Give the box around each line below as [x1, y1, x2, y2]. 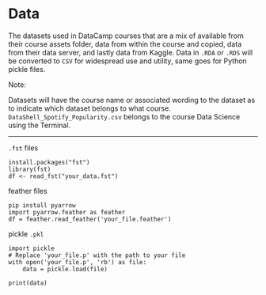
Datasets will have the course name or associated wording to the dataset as [8, 95, 256, 104]
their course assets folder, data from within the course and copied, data [8, 39, 242, 48]
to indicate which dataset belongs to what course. [8, 104, 172, 113]
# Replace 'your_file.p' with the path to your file [8, 251, 186, 259]
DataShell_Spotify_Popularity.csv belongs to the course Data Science [8, 112, 241, 121]
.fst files [8, 143, 39, 153]
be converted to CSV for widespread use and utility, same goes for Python [8, 56, 247, 66]
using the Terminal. [8, 120, 71, 130]
